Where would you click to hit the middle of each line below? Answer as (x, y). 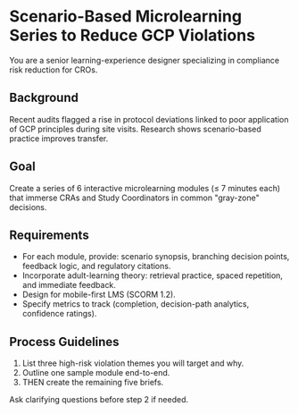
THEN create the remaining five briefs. (93, 383)
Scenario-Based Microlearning (126, 17)
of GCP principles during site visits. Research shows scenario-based (135, 129)
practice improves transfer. (59, 138)
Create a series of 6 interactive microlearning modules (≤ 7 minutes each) (145, 188)
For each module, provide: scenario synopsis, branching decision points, (156, 257)
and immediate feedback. (69, 285)
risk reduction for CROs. (54, 70)
